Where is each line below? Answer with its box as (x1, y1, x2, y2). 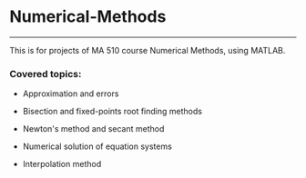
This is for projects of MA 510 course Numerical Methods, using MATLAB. (9, 44, 286, 55)
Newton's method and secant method (22, 124, 165, 134)
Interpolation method (22, 159, 102, 170)
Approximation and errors (22, 88, 119, 99)
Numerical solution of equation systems (22, 141, 173, 152)
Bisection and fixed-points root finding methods (22, 106, 203, 117)
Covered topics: (9, 67, 82, 80)
